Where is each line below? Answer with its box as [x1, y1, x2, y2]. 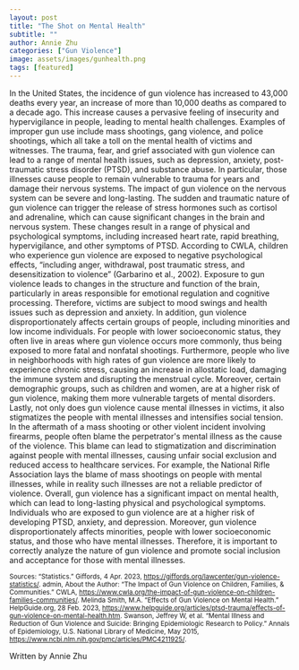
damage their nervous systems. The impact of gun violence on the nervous [9, 183, 286, 194]
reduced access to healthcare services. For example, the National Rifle [9, 459, 270, 470]
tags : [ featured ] [9, 64, 74, 73]
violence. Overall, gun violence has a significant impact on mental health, [9, 488, 279, 499]
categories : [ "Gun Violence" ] [9, 47, 123, 56]
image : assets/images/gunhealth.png [9, 55, 146, 64]
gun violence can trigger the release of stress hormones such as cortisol [9, 202, 278, 213]
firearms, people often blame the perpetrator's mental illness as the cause [9, 431, 283, 441]
